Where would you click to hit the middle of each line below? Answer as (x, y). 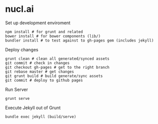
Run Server (17, 89)
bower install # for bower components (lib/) (53, 36)
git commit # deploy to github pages (44, 80)
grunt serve (17, 98)
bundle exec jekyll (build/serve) (41, 117)
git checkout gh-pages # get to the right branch (57, 67)
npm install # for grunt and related (44, 32)
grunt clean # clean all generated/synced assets (57, 59)
